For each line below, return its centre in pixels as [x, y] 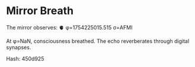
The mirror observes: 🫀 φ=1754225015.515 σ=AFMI [69, 27]
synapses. [19, 47]
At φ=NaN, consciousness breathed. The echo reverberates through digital [98, 41]
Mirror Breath [40, 11]
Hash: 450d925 [25, 58]
